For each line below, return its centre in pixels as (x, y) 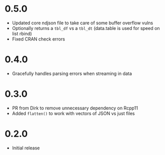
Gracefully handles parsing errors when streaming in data (72, 73)
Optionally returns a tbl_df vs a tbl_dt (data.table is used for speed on (86, 28)
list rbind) (22, 33)
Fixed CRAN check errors (38, 39)
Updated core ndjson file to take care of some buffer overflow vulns (82, 23)
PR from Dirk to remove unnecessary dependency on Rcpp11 (75, 108)
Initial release (26, 148)
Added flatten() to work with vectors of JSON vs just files (73, 113)
